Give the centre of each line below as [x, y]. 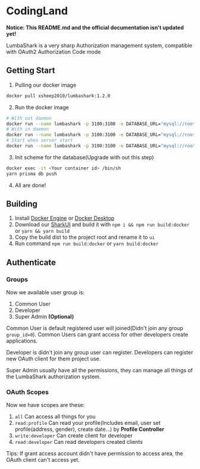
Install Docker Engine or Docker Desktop [65, 218]
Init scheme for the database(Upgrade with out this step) [84, 157]
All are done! [30, 185]
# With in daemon [28, 129]
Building [22, 204]
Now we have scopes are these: [46, 405]
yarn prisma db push [32, 174]
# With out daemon [29, 118]
